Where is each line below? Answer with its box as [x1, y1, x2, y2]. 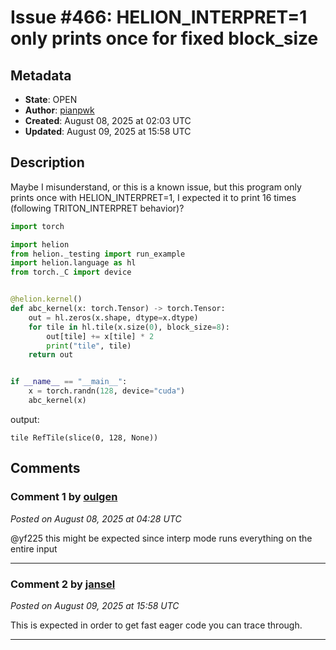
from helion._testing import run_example [10, 249, 186, 259]
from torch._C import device [10, 267, 132, 278]
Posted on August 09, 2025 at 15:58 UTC [10, 599, 180, 611]
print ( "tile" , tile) [46, 341, 132, 351]
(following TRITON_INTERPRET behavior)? [10, 202, 185, 214]
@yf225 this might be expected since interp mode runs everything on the [10, 532, 313, 544]
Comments [10, 460, 81, 477]
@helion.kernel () [10, 294, 83, 305]
